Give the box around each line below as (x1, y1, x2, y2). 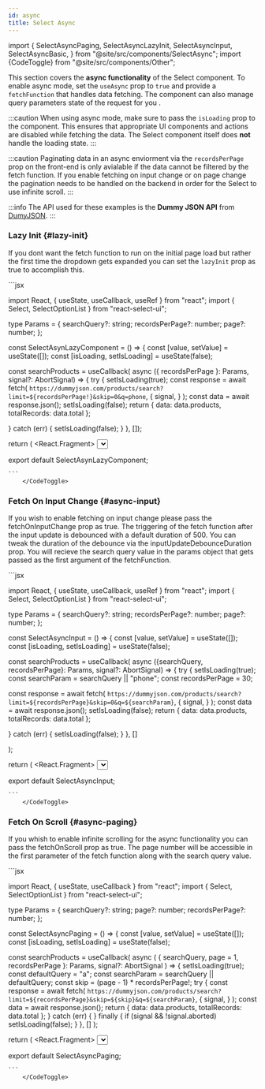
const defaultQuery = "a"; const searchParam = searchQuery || (8, 969, 215, 979)
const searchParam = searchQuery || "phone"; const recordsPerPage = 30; (8, 673, 254, 683)
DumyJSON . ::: (8, 211, 56, 220)
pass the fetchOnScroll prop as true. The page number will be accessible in (8, 843, 253, 852)
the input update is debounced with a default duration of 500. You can (8, 530, 237, 540)
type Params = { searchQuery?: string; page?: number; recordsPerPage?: (8, 905, 246, 915)
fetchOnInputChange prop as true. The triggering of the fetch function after (8, 522, 253, 531)
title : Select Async (8, 19, 77, 27)
